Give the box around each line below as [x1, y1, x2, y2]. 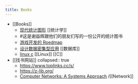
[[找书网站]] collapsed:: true [12, 57, 69, 63]
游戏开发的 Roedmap [19, 39, 63, 45]
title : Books [5, 7, 32, 12]
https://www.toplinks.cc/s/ [19, 63, 74, 69]
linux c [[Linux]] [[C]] [19, 51, 63, 57]
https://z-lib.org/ [19, 68, 54, 74]
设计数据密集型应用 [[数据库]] [19, 45, 80, 51]
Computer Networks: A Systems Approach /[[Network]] [19, 73, 134, 79]
